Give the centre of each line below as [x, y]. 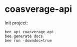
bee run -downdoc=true [28, 41]
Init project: [16, 23]
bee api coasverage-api [29, 32]
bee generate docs [24, 36]
